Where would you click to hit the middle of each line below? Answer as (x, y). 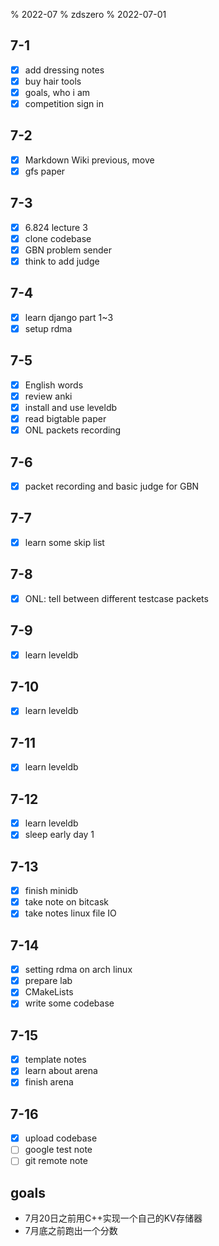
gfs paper (45, 171)
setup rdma (48, 328)
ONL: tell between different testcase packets (116, 598)
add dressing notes (64, 70)
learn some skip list (64, 542)
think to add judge (62, 261)
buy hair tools (53, 81)
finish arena (49, 1082)
